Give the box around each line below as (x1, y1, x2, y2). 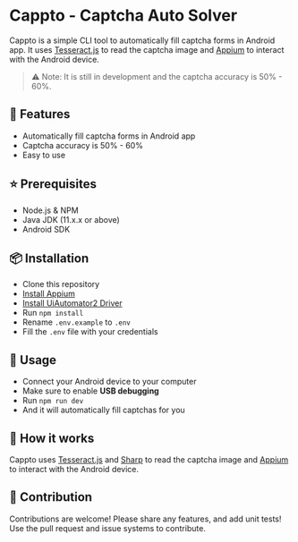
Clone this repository (21, 279, 100, 290)
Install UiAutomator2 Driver (21, 298, 123, 309)
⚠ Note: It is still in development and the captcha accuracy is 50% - (30, 71, 283, 81)
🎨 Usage (9, 352, 56, 368)
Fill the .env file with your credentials (21, 326, 158, 337)
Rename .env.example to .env (21, 317, 132, 327)
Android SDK (21, 224, 71, 234)
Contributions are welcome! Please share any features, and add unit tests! (9, 513, 282, 524)
